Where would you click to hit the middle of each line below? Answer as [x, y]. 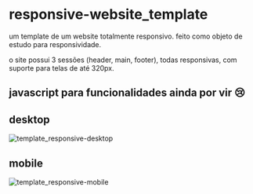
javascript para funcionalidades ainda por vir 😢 [127, 93]
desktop [29, 119]
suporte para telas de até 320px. [61, 68]
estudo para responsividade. [55, 44]
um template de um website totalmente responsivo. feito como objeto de [126, 36]
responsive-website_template [108, 15]
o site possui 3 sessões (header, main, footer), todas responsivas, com [123, 60]
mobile [26, 163]
